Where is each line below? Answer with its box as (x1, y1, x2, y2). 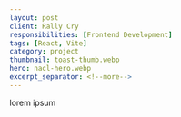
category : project (9, 47, 79, 56)
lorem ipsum (9, 97, 56, 108)
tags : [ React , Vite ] (9, 38, 88, 48)
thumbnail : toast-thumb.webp (9, 55, 120, 64)
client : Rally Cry (9, 22, 79, 31)
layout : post (9, 13, 59, 23)
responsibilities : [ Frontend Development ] (9, 30, 173, 39)
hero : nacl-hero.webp (9, 64, 92, 73)
